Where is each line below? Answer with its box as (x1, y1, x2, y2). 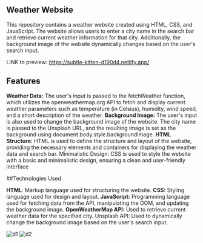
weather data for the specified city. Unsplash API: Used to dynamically (6, 212, 183, 219)
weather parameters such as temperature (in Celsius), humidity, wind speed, (6, 105, 198, 112)
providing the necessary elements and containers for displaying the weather (6, 144, 197, 151)
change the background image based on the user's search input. (6, 218, 168, 226)
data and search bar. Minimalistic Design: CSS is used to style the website (6, 150, 191, 157)
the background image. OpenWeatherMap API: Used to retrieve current (6, 205, 186, 213)
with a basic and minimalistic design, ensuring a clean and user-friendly (6, 156, 186, 164)
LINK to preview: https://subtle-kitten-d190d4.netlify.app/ (6, 58, 150, 65)
